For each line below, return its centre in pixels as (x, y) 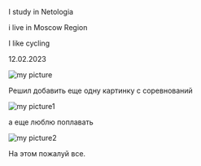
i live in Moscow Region (48, 27)
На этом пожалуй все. (47, 153)
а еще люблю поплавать (51, 122)
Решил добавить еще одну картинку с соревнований (100, 90)
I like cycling (29, 43)
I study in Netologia (41, 12)
